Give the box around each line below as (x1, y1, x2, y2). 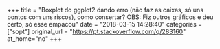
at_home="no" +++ (7, 35, 62, 43)
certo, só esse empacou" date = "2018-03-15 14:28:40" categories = (7, 20, 203, 28)
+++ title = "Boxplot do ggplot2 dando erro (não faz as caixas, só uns (7, 6, 204, 14)
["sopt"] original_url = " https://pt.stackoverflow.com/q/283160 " (7, 27, 186, 35)
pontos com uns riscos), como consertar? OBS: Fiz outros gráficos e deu (7, 13, 214, 21)
